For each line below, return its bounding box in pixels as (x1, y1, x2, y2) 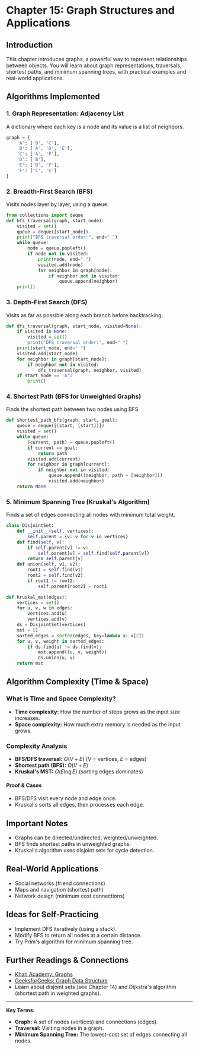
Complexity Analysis (6, 742, 68, 750)
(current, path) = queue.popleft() (27, 439, 115, 445)
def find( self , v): (17, 539, 65, 545)
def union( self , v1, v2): (17, 561, 81, 567)
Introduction (6, 40, 53, 50)
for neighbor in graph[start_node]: (17, 356, 108, 362)
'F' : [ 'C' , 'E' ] (17, 168, 57, 173)
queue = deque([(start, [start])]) (17, 423, 105, 429)
